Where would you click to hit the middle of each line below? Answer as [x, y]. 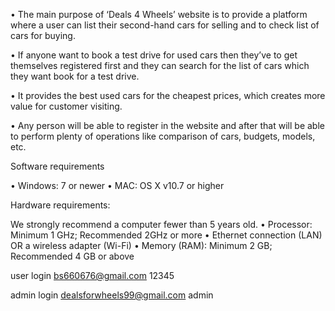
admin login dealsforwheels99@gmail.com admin [112, 295]
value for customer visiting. [66, 106]
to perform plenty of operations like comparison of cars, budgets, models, [163, 136]
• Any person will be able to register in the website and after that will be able [167, 125]
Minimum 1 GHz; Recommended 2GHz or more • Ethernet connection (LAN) [166, 235]
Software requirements [57, 166]
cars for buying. [43, 35]
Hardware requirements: [60, 205]
